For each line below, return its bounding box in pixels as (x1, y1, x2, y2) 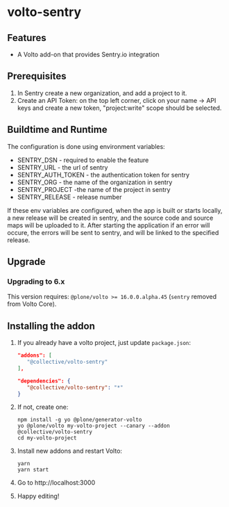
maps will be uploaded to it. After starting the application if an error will (7, 220, 210, 230)
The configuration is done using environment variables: (7, 142, 165, 150)
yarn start (17, 467, 49, 474)
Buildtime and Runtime (7, 124, 108, 136)
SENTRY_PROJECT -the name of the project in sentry (17, 185, 171, 193)
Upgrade (7, 256, 46, 268)
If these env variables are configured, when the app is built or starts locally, (7, 206, 223, 214)
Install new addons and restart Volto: (17, 446, 123, 456)
